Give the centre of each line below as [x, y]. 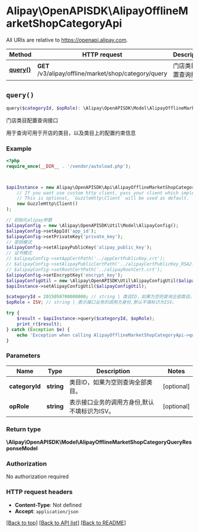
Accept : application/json [46, 511]
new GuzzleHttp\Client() [47, 204]
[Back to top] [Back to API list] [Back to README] [66, 523]
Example [19, 148]
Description [113, 371]
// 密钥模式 [19, 242]
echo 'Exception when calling [54, 335]
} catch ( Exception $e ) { [38, 329]
